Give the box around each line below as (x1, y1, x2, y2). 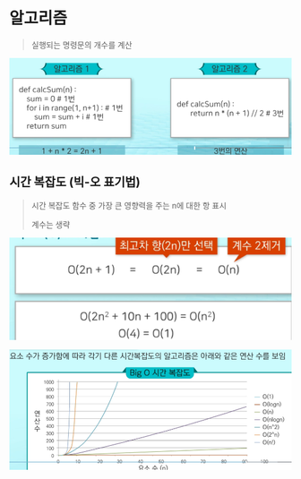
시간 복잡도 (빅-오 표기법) (9, 175, 141, 190)
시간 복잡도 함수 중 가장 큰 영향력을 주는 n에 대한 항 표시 (30, 200, 227, 210)
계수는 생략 (30, 218, 71, 229)
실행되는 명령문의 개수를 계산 (30, 39, 133, 50)
